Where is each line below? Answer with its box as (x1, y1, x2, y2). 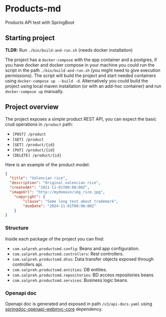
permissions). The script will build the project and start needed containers (5, 73, 156, 79)
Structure (5, 225, 29, 232)
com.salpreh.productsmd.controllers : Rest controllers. (12, 250, 124, 256)
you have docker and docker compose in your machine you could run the (5, 62, 155, 68)
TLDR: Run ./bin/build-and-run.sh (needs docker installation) (5, 47, 133, 53)
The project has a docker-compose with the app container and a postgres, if (5, 57, 157, 63)
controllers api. (12, 261, 43, 267)
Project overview (5, 103, 59, 111)
